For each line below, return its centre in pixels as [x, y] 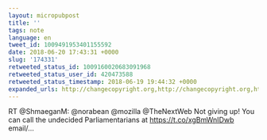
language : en [30, 38]
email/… [21, 128]
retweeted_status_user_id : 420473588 [71, 74]
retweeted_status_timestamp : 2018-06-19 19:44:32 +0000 [103, 81]
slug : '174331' [33, 60]
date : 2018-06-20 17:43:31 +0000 [64, 52]
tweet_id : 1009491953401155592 [60, 45]
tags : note [26, 30]
